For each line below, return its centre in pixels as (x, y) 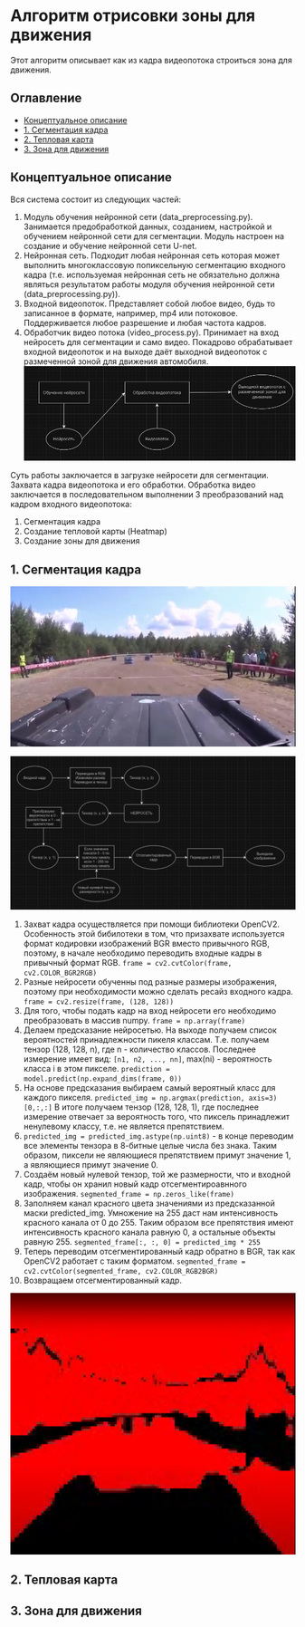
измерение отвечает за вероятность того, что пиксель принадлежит (157, 1116)
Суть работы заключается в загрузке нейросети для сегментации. (140, 476)
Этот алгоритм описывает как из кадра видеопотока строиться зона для (151, 60)
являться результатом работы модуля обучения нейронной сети (149, 284)
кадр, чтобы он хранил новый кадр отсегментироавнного (135, 1184)
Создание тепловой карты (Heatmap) (95, 532)
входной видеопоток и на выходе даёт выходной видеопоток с (145, 351)
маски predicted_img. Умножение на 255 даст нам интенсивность (151, 1213)
